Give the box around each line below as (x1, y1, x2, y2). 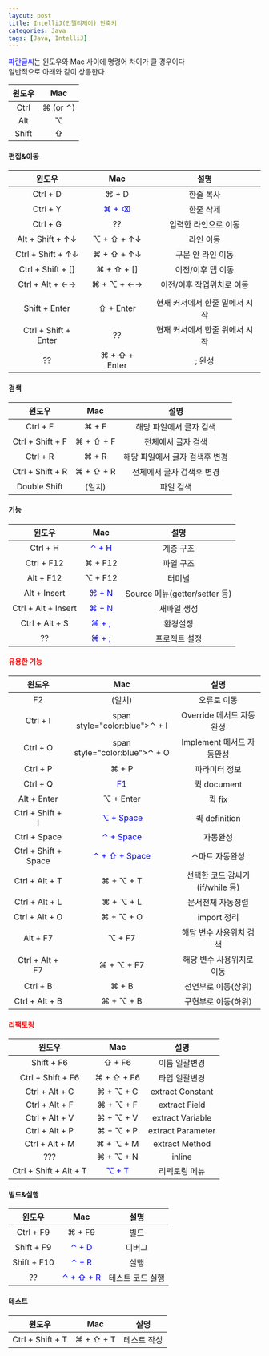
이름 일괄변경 (159, 1058, 206, 1069)
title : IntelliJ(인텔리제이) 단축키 (8, 19, 118, 27)
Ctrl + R (25, 450, 54, 461)
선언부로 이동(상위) (183, 981, 252, 992)
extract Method (153, 1138, 211, 1149)
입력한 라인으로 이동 (169, 219, 240, 231)
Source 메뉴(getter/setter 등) (125, 588, 232, 599)
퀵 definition (195, 813, 241, 824)
